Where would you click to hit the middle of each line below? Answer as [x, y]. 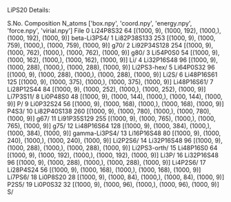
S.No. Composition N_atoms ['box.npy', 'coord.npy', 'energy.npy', [100, 23]
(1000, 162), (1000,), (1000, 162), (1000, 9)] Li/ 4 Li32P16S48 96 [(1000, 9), [113, 60]
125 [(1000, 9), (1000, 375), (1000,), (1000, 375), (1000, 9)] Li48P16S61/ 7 [110, 82]
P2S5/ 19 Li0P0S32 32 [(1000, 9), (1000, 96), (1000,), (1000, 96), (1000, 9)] [113, 184]
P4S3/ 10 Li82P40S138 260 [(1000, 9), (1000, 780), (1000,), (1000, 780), [109, 111]
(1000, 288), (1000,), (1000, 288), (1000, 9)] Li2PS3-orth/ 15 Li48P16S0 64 [112, 148]
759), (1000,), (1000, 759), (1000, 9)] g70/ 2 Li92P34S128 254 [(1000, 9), [110, 45]
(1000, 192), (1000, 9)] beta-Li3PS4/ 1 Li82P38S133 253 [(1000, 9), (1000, [111, 38]
